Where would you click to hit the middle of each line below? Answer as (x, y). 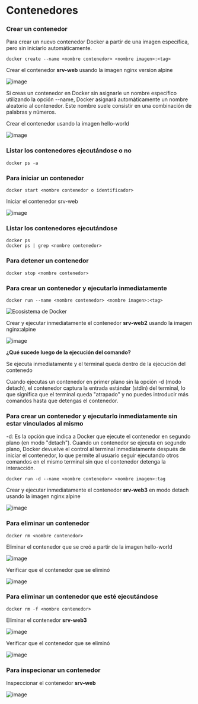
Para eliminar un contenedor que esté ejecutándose (82, 597)
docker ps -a (22, 163)
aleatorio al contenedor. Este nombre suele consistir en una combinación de (99, 106)
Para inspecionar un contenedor (53, 670)
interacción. (21, 468)
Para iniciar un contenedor (45, 178)
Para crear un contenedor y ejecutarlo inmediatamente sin (92, 416)
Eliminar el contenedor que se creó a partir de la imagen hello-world (90, 547)
